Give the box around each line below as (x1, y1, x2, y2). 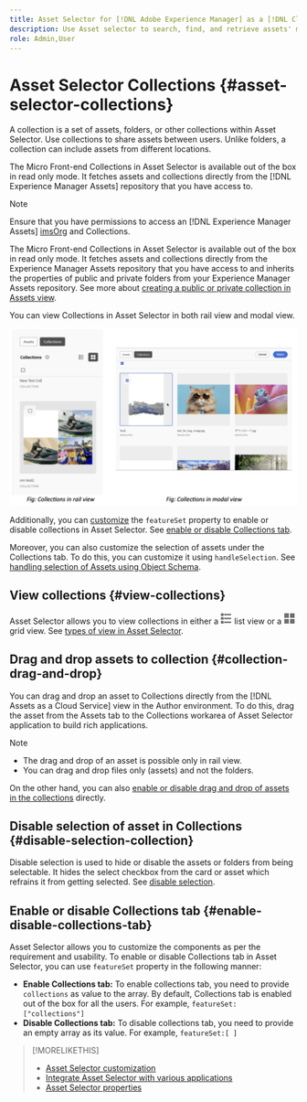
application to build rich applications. (9, 719, 149, 731)
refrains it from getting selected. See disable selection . (9, 876, 216, 887)
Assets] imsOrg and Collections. (9, 226, 131, 237)
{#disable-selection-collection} (9, 832, 195, 848)
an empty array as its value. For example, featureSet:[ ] (22, 1027, 238, 1038)
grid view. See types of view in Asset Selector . (9, 625, 185, 636)
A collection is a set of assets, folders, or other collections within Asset (9, 124, 277, 135)
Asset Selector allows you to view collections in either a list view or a (9, 615, 282, 626)
